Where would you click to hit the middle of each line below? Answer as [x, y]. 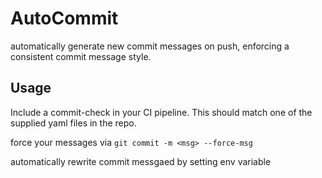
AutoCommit [64, 18]
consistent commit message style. [81, 56]
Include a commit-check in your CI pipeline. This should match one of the [161, 112]
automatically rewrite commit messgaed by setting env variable [141, 161]
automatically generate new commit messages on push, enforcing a [150, 46]
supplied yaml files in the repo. [73, 123]
